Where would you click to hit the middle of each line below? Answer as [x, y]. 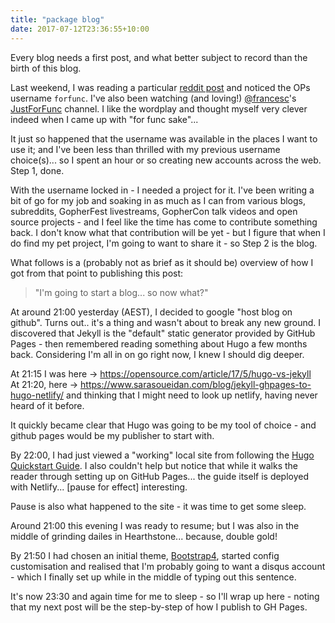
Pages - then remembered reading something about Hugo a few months [159, 343]
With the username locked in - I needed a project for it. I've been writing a [162, 190]
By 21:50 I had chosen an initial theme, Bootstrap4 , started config [145, 555]
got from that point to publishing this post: [97, 273]
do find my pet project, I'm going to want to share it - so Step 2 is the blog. [164, 243]
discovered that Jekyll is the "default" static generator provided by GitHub [163, 333]
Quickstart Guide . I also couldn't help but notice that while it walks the [154, 465]
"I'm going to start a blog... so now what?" [121, 292]
